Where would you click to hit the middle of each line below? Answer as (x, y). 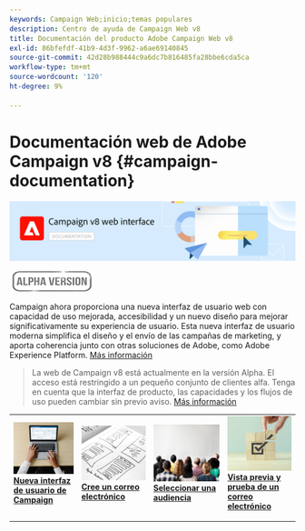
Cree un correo (110, 487)
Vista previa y (254, 477)
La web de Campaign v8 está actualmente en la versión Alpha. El (153, 372)
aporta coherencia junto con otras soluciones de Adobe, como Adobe (140, 345)
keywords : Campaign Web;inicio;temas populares (101, 19)
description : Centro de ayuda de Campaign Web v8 (105, 29)
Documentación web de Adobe (128, 142)
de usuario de (40, 490)
